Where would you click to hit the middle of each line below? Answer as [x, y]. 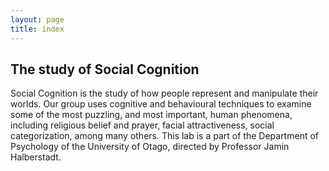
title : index [37, 29]
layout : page [37, 19]
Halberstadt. [36, 157]
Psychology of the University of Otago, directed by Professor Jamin [150, 147]
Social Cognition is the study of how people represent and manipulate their [164, 93]
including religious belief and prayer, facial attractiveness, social [142, 125]
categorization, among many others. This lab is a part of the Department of [164, 136]
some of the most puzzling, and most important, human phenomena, [151, 115]
